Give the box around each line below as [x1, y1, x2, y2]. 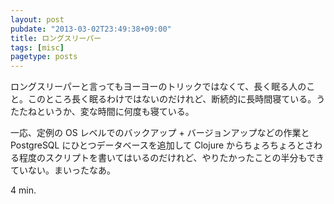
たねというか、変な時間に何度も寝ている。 [18, 106, 195, 118]
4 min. [10, 184, 37, 196]
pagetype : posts [10, 52, 78, 62]
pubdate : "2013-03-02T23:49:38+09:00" [10, 24, 172, 34]
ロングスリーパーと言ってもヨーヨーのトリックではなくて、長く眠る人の [10, 81, 307, 93]
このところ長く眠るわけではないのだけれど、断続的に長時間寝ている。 [27, 93, 317, 105]
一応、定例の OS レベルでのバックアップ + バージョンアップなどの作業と [10, 127, 310, 139]
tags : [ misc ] [10, 42, 65, 53]
